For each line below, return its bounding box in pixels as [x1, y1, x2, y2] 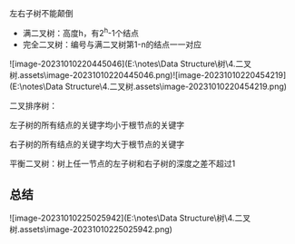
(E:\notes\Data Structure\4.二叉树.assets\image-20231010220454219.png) [9, 81, 288, 92]
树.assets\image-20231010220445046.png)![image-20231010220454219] [9, 69, 287, 80]
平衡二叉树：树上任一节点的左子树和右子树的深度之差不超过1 [9, 158, 236, 169]
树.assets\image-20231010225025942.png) [9, 224, 172, 235]
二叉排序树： [9, 100, 57, 111]
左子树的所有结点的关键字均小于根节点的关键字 [9, 119, 184, 130]
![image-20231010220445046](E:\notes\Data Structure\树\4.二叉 [9, 58, 252, 69]
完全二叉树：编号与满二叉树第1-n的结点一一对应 [22, 39, 202, 50]
